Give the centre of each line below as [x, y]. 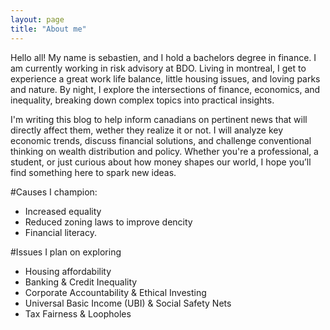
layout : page [37, 19]
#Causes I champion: [54, 192]
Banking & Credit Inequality [81, 282]
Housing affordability [68, 271]
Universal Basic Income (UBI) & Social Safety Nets [128, 303]
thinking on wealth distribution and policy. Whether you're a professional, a [164, 151]
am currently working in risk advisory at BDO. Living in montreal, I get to [158, 68]
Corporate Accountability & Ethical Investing [115, 292]
